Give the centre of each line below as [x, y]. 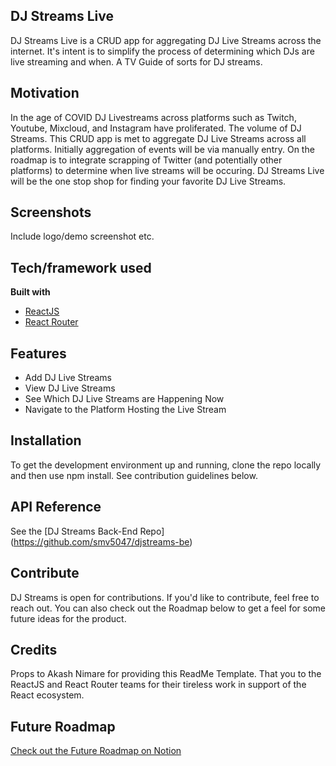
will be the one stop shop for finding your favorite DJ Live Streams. [148, 181]
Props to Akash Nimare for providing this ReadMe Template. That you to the [166, 674]
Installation [46, 440]
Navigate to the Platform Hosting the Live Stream [125, 410]
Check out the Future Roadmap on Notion [96, 751]
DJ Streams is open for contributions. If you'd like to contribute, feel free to [165, 597]
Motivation [45, 93]
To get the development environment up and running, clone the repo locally [166, 465]
